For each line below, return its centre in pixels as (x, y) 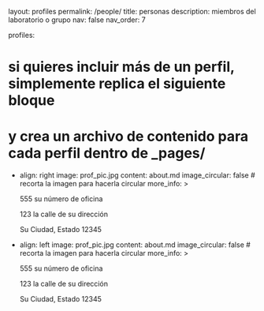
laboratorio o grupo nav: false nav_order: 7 (77, 20)
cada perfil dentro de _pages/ (107, 154)
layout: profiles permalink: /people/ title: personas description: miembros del (132, 11)
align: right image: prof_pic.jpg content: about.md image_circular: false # (138, 175)
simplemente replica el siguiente (117, 84)
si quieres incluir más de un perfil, (121, 67)
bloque (32, 101)
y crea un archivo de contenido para (128, 137)
